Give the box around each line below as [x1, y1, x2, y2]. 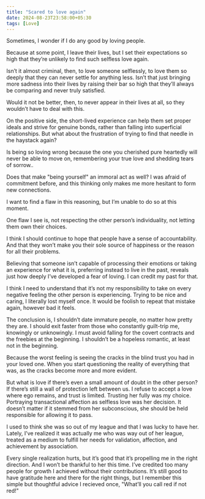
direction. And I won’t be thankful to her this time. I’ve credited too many [6, 461, 188, 468]
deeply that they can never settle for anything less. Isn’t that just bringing [6, 74, 191, 81]
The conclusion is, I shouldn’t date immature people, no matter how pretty [6, 316, 193, 323]
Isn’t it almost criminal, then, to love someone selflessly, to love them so [6, 67, 187, 75]
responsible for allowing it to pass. [6, 411, 93, 419]
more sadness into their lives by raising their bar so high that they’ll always [6, 80, 195, 88]
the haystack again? [6, 137, 57, 144]
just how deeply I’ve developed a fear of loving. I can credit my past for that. [6, 273, 199, 280]
